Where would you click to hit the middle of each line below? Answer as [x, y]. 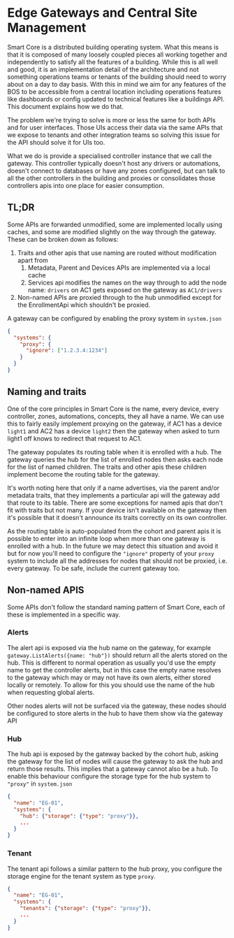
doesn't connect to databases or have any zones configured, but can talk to [116, 171]
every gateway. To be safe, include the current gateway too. [94, 568]
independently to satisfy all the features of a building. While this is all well [113, 62]
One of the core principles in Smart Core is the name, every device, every [113, 409]
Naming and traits [47, 392]
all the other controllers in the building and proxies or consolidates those [111, 178]
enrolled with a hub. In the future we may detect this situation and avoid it [113, 546]
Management [47, 28]
